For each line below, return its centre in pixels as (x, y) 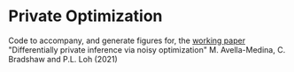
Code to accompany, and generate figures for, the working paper (127, 40)
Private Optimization (85, 16)
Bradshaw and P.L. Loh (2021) (63, 59)
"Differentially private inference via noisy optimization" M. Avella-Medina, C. (147, 49)
